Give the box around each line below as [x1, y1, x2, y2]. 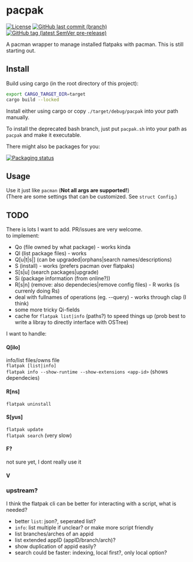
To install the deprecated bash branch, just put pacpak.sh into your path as [6, 125, 187, 132]
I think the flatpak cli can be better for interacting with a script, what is [6, 499, 176, 507]
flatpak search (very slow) [6, 432, 72, 439]
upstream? [6, 487, 38, 495]
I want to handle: [6, 330, 47, 337]
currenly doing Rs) [14, 287, 60, 295]
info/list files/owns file [6, 357, 60, 364]
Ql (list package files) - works [14, 250, 87, 257]
